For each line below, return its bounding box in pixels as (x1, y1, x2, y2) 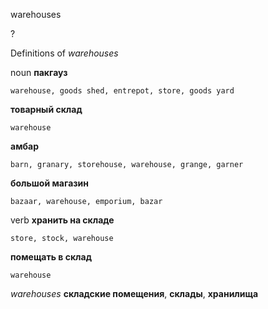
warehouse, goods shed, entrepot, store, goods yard (10, 86, 235, 96)
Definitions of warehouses (10, 47, 119, 59)
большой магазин (10, 177, 89, 189)
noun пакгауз (10, 67, 68, 78)
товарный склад (10, 104, 83, 115)
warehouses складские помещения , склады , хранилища (10, 288, 259, 299)
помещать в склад (10, 251, 92, 263)
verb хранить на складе (10, 214, 115, 226)
